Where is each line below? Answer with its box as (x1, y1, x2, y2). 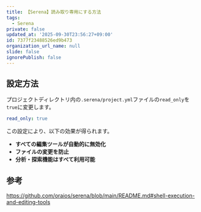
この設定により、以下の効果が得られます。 (6, 128, 113, 135)
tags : (6, 15, 20, 21)
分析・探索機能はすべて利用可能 (15, 156, 96, 163)
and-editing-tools (6, 199, 51, 206)
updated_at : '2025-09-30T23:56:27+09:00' (6, 32, 114, 38)
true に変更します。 (6, 103, 55, 111)
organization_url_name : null (6, 43, 81, 49)
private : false (6, 26, 45, 32)
